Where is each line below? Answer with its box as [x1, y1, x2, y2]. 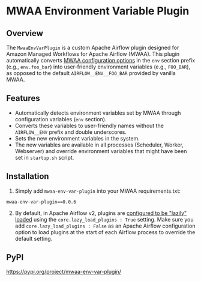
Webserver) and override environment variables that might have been [14, 147, 187, 154]
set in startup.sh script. [14, 154, 74, 161]
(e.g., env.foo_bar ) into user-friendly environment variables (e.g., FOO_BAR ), [6, 63, 191, 70]
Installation [6, 171, 49, 181]
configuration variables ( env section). [14, 115, 107, 122]
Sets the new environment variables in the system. [14, 134, 140, 142]
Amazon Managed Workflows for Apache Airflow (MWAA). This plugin [6, 50, 180, 58]
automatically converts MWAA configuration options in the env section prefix [6, 57, 196, 64]
